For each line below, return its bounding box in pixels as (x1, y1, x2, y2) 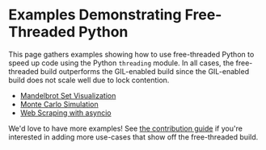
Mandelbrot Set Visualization (19, 90, 116, 100)
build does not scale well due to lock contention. (8, 75, 170, 85)
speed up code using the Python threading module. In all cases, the (8, 58, 234, 68)
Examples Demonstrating (8, 6, 182, 24)
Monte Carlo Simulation (19, 99, 99, 109)
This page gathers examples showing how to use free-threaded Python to (8, 49, 255, 59)
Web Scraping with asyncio (19, 107, 112, 118)
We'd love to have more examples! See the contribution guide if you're (8, 123, 243, 133)
